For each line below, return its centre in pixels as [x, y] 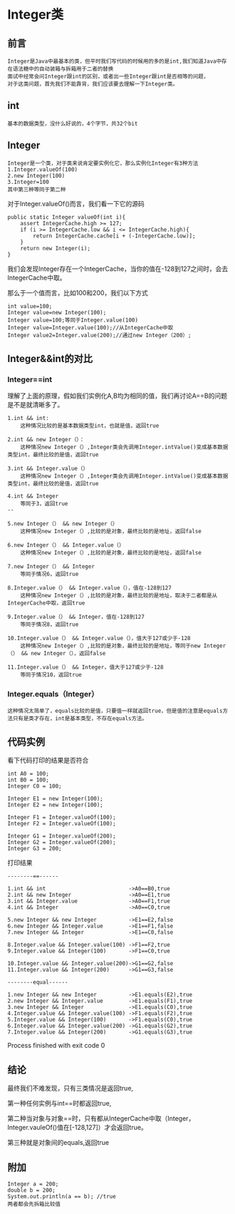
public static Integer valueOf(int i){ [67, 217]
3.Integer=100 [28, 182]
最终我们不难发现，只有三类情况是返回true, [70, 1089]
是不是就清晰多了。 [36, 405]
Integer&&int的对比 [50, 359]
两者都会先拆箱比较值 [34, 1204]
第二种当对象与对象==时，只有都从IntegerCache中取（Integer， [101, 1118]
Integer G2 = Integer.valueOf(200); [62, 843]
